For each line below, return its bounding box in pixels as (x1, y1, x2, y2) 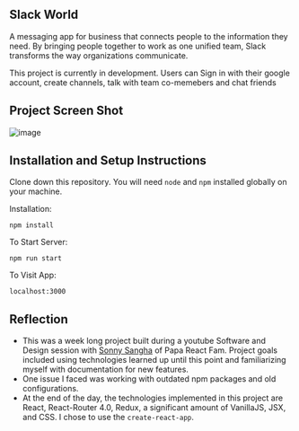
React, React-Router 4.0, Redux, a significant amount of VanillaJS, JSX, (22, 402, 286, 413)
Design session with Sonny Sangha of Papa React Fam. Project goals (22, 345, 278, 356)
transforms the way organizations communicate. (9, 49, 189, 61)
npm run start (9, 254, 63, 263)
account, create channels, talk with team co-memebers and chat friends (9, 76, 277, 88)
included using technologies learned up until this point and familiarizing (22, 355, 286, 365)
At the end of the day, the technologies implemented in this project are (22, 392, 284, 403)
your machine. (9, 186, 63, 197)
